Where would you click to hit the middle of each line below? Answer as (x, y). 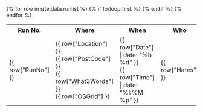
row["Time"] (137, 77)
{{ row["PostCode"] (83, 59)
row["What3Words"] (85, 81)
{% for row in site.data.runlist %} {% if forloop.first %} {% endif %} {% (94, 9)
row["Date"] (137, 47)
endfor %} (19, 15)
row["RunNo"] (30, 70)
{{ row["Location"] (81, 44)
